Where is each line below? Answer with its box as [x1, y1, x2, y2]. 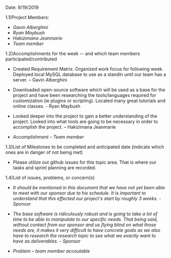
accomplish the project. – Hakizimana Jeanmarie [12, 124, 116, 130]
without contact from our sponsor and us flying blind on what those [12, 222, 157, 228]
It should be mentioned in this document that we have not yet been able [12, 185, 165, 190]
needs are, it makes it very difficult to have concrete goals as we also [12, 227, 161, 233]
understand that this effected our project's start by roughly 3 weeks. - [12, 195, 162, 202]
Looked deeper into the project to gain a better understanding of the [12, 113, 158, 119]
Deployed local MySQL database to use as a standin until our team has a [12, 71, 166, 77]
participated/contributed [5, 56, 58, 62]
